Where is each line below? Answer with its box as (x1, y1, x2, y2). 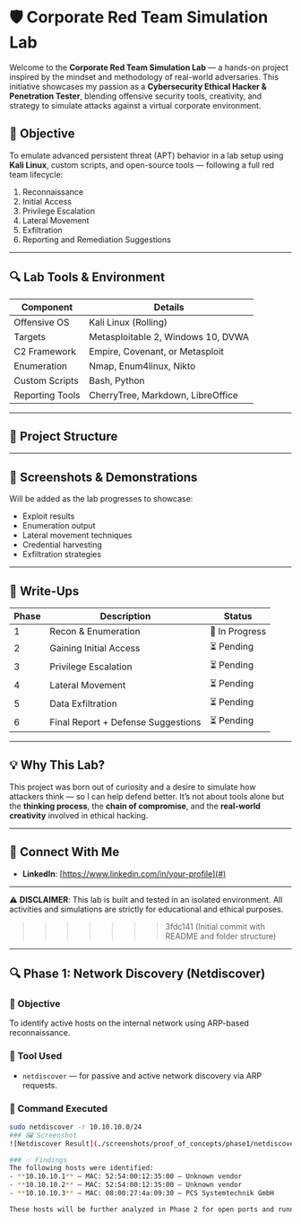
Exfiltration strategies (21, 549, 101, 560)
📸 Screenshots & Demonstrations (9, 469, 198, 485)
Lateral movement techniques (21, 530, 133, 541)
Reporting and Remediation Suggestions (21, 234, 172, 245)
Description (99, 610, 151, 622)
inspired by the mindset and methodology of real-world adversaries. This (9, 71, 279, 82)
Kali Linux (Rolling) (89, 316, 168, 328)
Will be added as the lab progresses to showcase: (9, 494, 193, 504)
